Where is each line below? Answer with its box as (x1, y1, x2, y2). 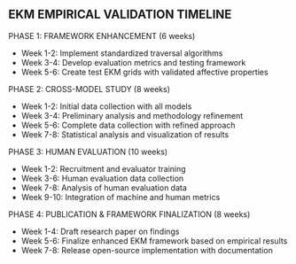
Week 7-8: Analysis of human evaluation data (20, 182, 188, 193)
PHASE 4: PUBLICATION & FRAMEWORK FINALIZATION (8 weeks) (8, 208, 251, 220)
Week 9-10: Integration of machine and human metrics (20, 191, 221, 202)
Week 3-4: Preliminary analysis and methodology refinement (20, 110, 244, 120)
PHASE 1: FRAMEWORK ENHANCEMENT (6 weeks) (8, 30, 196, 41)
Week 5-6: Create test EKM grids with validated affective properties (20, 66, 269, 77)
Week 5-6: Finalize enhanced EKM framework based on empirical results (20, 235, 288, 246)
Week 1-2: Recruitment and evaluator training (20, 163, 187, 174)
